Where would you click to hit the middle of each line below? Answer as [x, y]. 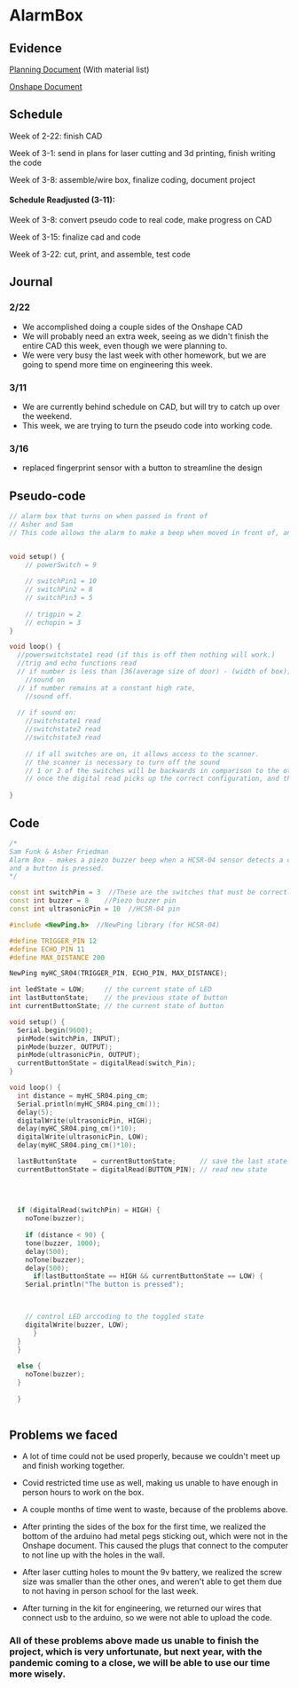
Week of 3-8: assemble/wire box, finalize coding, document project [132, 179]
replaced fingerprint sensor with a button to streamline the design [142, 468]
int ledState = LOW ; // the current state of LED [111, 990]
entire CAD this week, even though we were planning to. [125, 345]
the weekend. [47, 416]
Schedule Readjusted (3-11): [62, 200]
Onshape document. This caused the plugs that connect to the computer [155, 1546]
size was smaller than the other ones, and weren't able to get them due [152, 1582]
